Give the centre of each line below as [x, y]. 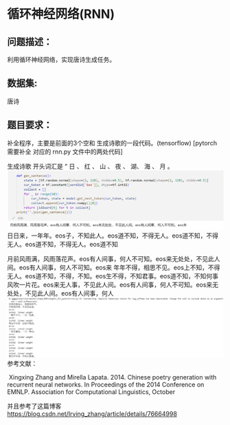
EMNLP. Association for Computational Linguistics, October [91, 392]
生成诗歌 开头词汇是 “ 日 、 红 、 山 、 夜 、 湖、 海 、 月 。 [90, 166]
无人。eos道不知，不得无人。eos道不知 [62, 244]
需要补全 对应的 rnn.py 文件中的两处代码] [65, 152]
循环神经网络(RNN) [61, 14]
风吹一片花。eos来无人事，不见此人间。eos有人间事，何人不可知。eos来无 [113, 284]
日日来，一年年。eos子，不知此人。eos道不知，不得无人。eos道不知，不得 [113, 236]
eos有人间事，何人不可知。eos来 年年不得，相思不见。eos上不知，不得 [119, 267]
